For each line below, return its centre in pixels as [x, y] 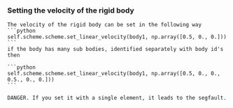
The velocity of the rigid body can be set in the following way [104, 25]
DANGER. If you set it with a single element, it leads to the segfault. [117, 98]
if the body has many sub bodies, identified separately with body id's [115, 49]
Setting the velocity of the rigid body [71, 10]
